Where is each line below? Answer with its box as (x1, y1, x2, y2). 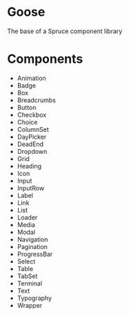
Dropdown (17, 147, 48, 155)
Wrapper (17, 301, 43, 309)
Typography (17, 294, 52, 302)
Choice (17, 118, 38, 126)
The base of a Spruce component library (7, 27, 123, 35)
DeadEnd (17, 139, 43, 148)
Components (7, 51, 83, 67)
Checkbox (17, 110, 47, 119)
